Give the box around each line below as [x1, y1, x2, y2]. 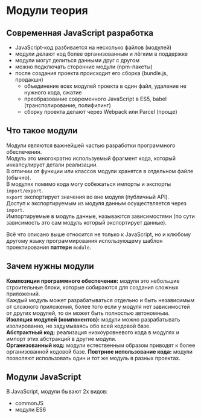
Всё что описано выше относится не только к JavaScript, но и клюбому [6, 231, 191, 238]
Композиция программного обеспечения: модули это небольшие [6, 277, 180, 285]
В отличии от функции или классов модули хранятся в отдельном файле [6, 167, 194, 174]
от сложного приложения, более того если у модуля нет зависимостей [6, 303, 190, 310]
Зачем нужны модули [6, 261, 94, 271]
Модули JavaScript [6, 372, 81, 382]
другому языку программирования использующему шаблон [6, 237, 163, 244]
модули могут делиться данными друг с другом [14, 57, 140, 64]
